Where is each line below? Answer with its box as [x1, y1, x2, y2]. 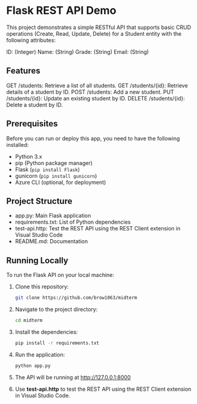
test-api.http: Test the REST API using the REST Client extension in [15, 225, 181, 232]
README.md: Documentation [15, 238, 88, 245]
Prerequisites [6, 119, 58, 129]
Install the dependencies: [15, 328, 79, 336]
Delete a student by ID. [6, 101, 63, 108]
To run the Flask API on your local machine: [6, 272, 115, 279]
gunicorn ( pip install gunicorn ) [15, 172, 97, 179]
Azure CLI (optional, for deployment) [15, 178, 106, 186]
